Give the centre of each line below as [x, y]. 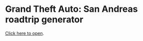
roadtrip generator [44, 20]
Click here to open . [25, 33]
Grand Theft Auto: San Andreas [71, 9]
